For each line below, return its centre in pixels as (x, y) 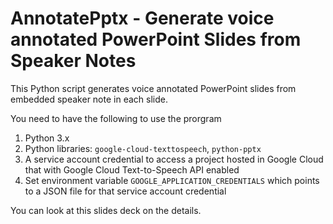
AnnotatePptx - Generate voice (142, 18)
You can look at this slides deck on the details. (106, 210)
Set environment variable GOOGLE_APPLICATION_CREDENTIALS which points (172, 180)
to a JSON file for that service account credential (125, 191)
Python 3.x (47, 138)
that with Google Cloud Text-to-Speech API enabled (132, 169)
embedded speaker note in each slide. (89, 99)
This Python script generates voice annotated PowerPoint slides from (153, 88)
